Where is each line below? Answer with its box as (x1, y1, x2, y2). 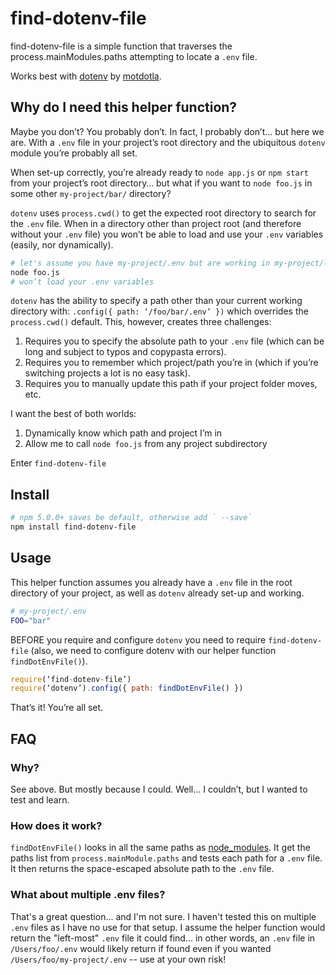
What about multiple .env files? (10, 888, 166, 902)
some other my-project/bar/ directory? (10, 187, 172, 199)
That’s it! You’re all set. (10, 702, 104, 714)
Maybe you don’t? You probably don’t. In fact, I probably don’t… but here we (10, 125, 325, 137)
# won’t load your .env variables (10, 277, 155, 287)
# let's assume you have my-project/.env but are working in (10, 258, 271, 268)
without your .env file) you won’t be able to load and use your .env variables (10, 228, 324, 240)
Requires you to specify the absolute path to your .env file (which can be (24, 335, 325, 347)
